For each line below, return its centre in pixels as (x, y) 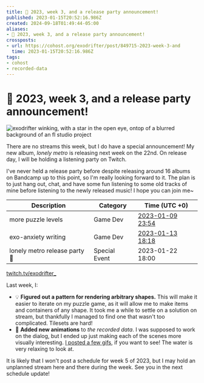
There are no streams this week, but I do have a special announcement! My (100, 147)
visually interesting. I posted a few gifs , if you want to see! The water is (104, 343)
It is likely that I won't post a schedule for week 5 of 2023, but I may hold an (101, 361)
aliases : (17, 29)
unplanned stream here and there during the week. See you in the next (95, 367)
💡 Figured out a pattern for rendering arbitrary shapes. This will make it (106, 297)
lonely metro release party (47, 251)
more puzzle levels (36, 219)
